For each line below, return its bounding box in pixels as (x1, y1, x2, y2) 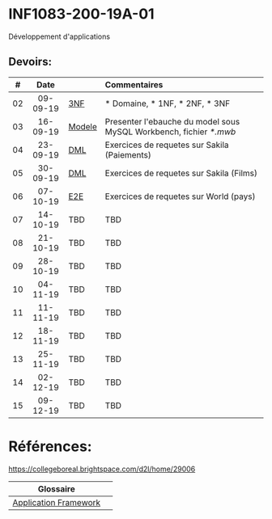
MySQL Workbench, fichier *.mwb (104, 126, 236, 137)
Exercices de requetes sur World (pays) (104, 191, 256, 202)
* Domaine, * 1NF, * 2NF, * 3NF (104, 98, 231, 109)
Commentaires (104, 78, 164, 90)
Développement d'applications (8, 32, 111, 41)
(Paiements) (104, 149, 152, 160)
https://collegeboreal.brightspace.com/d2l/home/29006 (8, 464, 196, 474)
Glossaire (37, 483, 75, 494)
